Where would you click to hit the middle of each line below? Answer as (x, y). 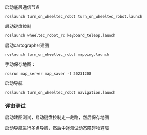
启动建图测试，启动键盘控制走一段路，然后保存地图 (57, 117)
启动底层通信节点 (22, 7)
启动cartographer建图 (27, 45)
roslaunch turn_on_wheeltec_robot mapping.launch (57, 54)
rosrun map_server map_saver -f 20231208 (48, 74)
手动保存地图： (20, 64)
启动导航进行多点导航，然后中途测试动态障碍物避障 (57, 128)
